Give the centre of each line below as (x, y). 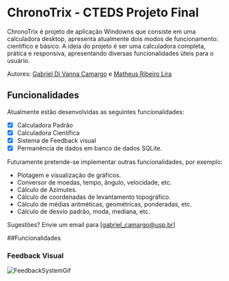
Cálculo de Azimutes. (47, 190)
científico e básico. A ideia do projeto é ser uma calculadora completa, (107, 46)
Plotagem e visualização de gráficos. (69, 175)
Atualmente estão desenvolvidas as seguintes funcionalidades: (96, 111)
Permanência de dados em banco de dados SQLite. (90, 148)
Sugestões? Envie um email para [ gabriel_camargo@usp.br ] (91, 225)
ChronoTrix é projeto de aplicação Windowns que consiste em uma (102, 31)
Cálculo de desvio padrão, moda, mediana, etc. (83, 211)
